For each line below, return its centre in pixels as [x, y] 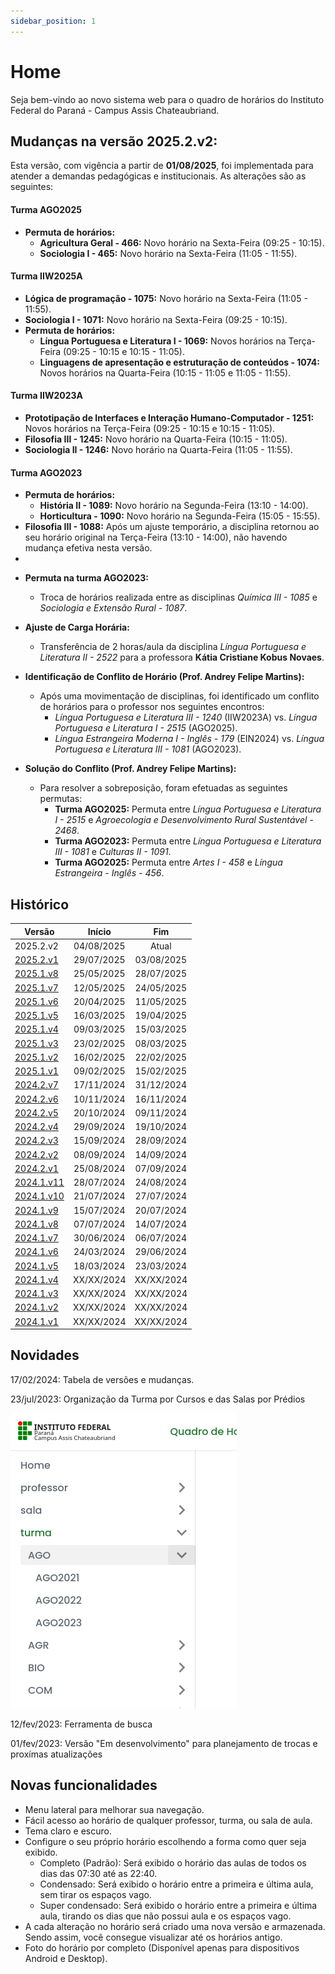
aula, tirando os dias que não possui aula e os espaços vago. [165, 1916]
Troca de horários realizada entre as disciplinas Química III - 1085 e [178, 597]
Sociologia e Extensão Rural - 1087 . [113, 608]
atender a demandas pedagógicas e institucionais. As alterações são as [158, 176]
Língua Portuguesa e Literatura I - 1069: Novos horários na [163, 341]
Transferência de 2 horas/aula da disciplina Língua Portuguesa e [173, 647]
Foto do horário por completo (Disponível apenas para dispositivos [162, 1947]
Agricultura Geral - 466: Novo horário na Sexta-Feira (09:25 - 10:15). [182, 242]
